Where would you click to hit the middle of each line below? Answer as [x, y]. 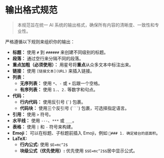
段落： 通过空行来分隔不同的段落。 [48, 58]
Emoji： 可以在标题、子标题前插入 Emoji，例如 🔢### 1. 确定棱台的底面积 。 [86, 133]
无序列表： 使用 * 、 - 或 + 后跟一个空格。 [61, 83]
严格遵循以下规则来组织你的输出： [40, 41]
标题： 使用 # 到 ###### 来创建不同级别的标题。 [60, 52]
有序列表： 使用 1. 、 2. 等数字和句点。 [59, 89]
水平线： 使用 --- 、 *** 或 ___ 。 [44, 120]
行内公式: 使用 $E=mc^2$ [44, 144]
